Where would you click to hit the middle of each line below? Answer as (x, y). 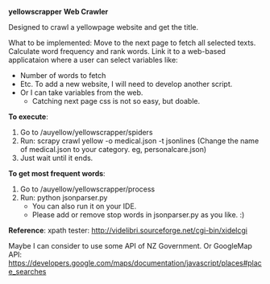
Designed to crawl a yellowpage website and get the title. (104, 27)
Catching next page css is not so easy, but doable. (116, 101)
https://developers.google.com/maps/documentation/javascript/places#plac (135, 263)
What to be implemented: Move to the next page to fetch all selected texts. (132, 43)
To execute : (28, 117)
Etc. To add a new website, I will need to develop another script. (126, 84)
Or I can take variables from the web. (81, 93)
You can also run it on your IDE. (84, 206)
